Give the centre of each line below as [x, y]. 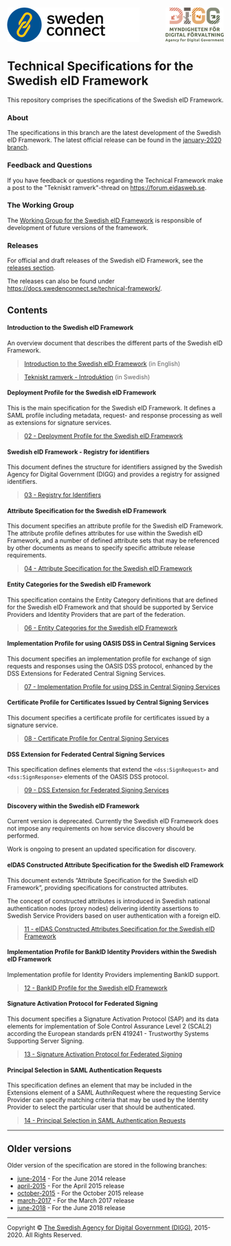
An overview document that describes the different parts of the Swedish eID [115, 343]
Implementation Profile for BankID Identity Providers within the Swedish [112, 952]
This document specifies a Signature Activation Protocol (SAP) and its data [113, 1019]
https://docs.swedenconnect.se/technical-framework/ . [85, 288]
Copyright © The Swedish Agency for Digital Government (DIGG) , [100, 1227]
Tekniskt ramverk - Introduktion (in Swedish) [87, 377]
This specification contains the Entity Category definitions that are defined [112, 600]
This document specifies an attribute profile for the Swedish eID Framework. [115, 526]
